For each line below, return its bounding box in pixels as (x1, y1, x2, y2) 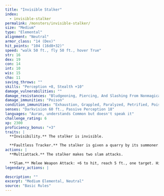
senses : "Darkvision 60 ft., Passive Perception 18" (5, 107, 115, 112)
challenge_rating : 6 (5, 116, 47, 121)
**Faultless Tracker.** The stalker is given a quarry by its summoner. (9, 143, 161, 148)
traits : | (5, 130, 25, 135)
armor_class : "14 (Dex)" (5, 39, 56, 44)
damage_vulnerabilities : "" (5, 89, 62, 94)
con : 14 (5, 61, 21, 66)
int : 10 (5, 66, 21, 71)
